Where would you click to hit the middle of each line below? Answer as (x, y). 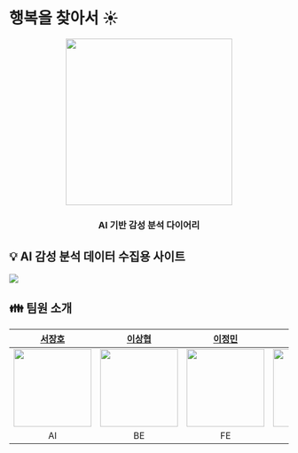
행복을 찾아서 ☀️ (64, 18)
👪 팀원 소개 (41, 309)
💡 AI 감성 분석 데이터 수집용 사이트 (98, 257)
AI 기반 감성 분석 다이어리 (149, 225)
